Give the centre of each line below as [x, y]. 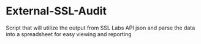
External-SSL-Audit [56, 11]
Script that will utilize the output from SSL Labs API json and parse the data [100, 28]
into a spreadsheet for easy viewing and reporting [69, 34]
